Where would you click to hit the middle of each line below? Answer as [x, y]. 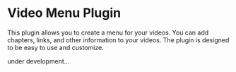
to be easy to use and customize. [55, 47]
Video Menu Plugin [64, 13]
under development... [39, 61]
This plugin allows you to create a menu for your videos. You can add [108, 32]
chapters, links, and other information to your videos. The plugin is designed [118, 40]
